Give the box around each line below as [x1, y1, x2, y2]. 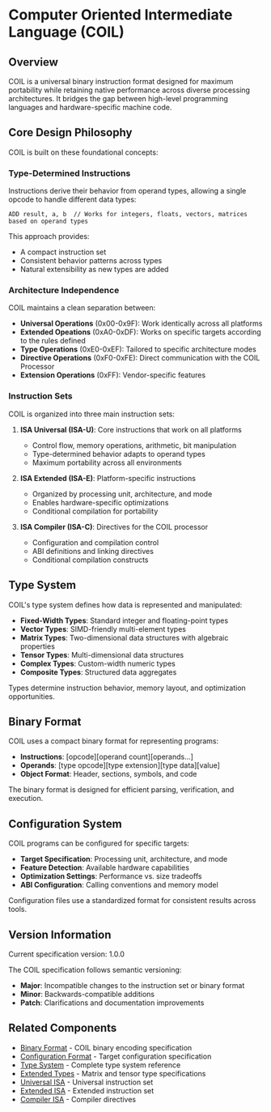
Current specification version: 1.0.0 [8, 949, 125, 959]
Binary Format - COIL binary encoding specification [19, 1042, 193, 1052]
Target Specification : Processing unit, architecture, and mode [19, 854, 228, 864]
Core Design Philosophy [8, 126, 133, 139]
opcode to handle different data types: [8, 194, 137, 204]
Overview [8, 55, 59, 69]
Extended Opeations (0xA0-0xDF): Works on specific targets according [19, 327, 261, 337]
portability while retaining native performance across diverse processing [8, 85, 251, 95]
